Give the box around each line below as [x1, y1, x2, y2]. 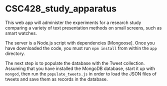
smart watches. [5, 30, 37, 36]
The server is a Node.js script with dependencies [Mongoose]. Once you [5, 39, 155, 45]
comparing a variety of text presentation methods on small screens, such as [5, 24, 162, 30]
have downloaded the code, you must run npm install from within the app [5, 45, 157, 51]
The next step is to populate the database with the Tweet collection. [5, 60, 145, 66]
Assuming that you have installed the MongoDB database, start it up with [5, 65, 155, 71]
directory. [5, 50, 25, 56]
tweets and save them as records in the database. [5, 76, 108, 82]
